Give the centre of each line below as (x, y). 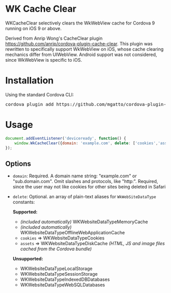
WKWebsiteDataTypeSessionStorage (59, 274)
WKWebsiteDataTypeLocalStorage (56, 269)
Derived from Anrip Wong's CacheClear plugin (54, 38)
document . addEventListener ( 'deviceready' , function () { (66, 138)
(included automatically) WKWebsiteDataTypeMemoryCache (84, 222)
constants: (24, 202)
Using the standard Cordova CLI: (39, 94)
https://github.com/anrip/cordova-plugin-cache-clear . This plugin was (79, 43)
